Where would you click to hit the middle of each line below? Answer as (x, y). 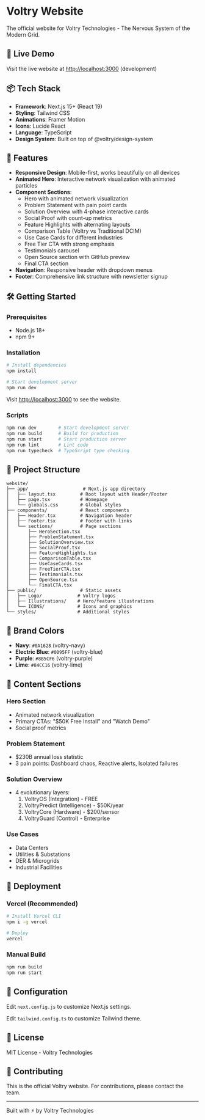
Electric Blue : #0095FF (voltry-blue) (59, 652)
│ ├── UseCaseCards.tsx (45, 564)
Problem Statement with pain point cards (75, 205)
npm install (21, 371)
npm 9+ (25, 337)
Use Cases (23, 834)
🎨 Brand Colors (35, 631)
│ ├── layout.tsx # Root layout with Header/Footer (87, 494)
